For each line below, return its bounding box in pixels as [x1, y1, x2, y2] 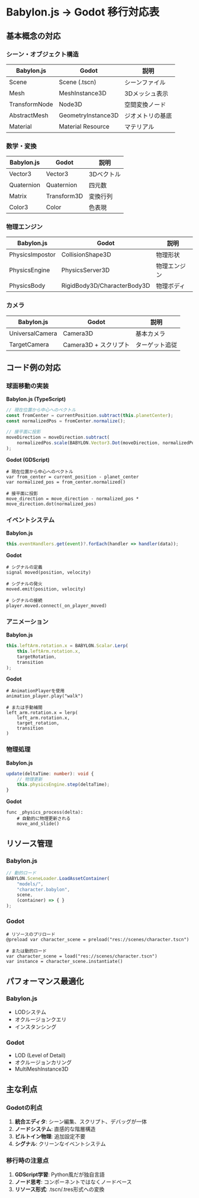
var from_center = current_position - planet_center [6, 474, 139, 480]
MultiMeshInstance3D [14, 1065, 69, 1072]
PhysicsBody [9, 282, 46, 290]
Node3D [59, 100, 83, 108]
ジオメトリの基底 [124, 111, 172, 120]
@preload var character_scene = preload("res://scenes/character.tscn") [6, 937, 190, 943]
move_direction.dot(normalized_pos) [6, 501, 97, 507]
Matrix [9, 192, 27, 200]
